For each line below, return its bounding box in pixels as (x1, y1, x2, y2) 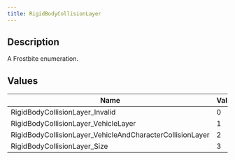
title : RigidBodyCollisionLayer (7, 10, 101, 17)
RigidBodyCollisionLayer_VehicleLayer (10, 119, 136, 129)
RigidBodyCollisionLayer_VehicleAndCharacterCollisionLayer (10, 130, 210, 140)
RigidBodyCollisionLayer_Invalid (10, 108, 116, 117)
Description (7, 36, 59, 48)
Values (7, 75, 38, 87)
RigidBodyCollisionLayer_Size (10, 141, 108, 151)
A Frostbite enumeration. (7, 54, 79, 63)
